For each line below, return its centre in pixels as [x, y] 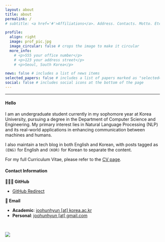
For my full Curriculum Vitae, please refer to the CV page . [63, 160]
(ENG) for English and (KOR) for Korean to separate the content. [69, 150]
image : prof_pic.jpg [30, 42]
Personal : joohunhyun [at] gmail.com [50, 216]
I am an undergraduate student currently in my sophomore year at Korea [78, 114]
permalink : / [18, 19]
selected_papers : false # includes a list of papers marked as [71, 78]
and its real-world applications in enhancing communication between [75, 130]
